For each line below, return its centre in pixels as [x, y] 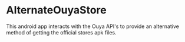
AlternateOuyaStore [57, 10]
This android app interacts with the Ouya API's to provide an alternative [93, 26]
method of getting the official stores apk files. [61, 32]
